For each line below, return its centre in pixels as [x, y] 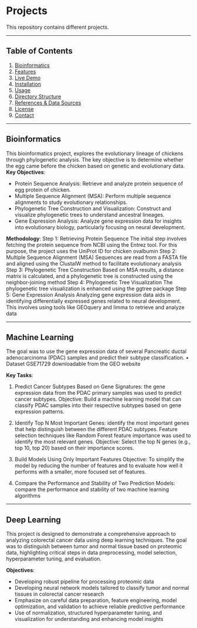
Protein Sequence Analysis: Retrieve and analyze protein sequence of [99, 183]
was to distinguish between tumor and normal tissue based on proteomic [94, 546]
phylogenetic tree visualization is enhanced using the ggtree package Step [96, 288]
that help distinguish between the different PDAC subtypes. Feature [96, 429]
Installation [28, 84]
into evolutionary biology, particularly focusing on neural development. [100, 227]
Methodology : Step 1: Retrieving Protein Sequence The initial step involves [96, 239]
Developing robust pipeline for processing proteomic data [84, 582]
